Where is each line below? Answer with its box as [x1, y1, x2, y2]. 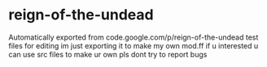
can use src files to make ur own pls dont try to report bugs [8, 49, 208, 59]
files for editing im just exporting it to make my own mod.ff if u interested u [8, 40, 259, 50]
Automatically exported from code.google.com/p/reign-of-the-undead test [8, 32, 259, 42]
